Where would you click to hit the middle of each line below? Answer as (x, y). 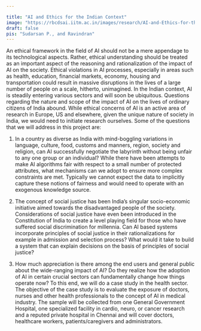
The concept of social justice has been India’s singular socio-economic (102, 201)
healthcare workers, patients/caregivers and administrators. (89, 321)
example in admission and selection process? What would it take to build (104, 240)
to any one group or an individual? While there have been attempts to (100, 158)
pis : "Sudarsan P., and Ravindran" (51, 34)
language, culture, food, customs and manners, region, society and (98, 145)
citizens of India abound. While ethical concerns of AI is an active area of (96, 108)
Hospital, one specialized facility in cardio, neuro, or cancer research (100, 309)
